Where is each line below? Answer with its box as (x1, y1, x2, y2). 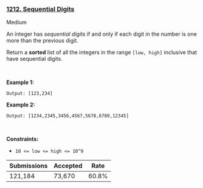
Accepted (53, 162, 83, 170)
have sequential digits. (6, 55, 63, 63)
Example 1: (6, 78, 35, 86)
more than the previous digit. (6, 37, 78, 44)
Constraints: (6, 136, 39, 143)
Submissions (9, 162, 48, 170)
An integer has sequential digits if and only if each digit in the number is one (6, 30, 198, 38)
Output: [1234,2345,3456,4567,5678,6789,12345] (6, 113, 129, 119)
